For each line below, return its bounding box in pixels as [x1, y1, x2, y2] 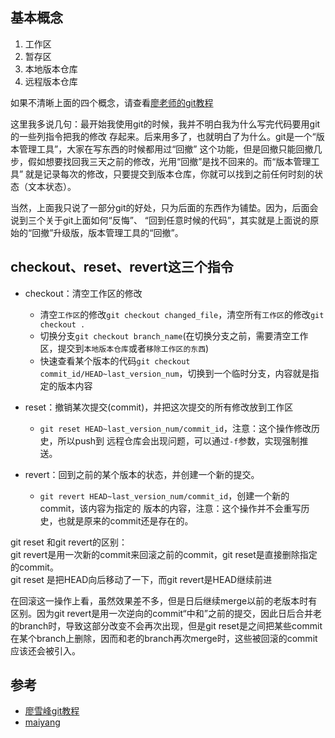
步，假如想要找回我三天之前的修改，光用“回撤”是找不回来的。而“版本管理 [10, 155, 312, 167]
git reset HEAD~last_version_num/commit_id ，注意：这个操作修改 [39, 422, 312, 434]
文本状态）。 [27, 180, 77, 192]
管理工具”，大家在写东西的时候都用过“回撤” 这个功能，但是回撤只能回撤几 [18, 143, 323, 155]
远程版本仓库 [24, 75, 78, 87]
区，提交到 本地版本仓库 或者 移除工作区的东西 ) [39, 342, 210, 354]
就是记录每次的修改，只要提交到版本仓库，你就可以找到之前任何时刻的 [25, 168, 315, 180]
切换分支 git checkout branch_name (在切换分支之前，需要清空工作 [39, 329, 309, 342]
